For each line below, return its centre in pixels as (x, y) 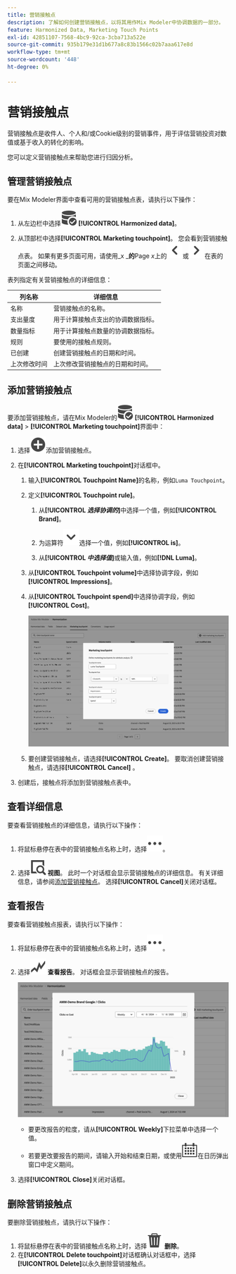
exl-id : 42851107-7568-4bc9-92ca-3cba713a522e (77, 37)
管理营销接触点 (40, 181)
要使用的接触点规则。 (84, 341)
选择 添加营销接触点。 (56, 450)
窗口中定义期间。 (53, 1165)
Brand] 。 (52, 519)
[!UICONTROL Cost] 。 (60, 605)
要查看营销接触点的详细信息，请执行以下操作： (75, 825)
